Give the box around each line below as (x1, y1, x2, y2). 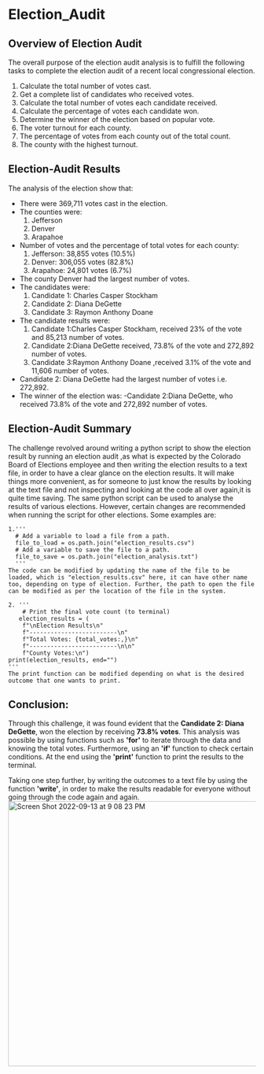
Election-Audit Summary (8, 423, 132, 436)
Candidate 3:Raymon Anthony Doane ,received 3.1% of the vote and (31, 357, 251, 367)
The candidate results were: (19, 316, 111, 325)
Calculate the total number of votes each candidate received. (19, 98, 218, 107)
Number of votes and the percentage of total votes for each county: (19, 240, 240, 249)
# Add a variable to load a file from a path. (15, 532, 170, 540)
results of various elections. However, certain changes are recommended (8, 501, 246, 511)
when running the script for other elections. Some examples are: (8, 510, 217, 519)
